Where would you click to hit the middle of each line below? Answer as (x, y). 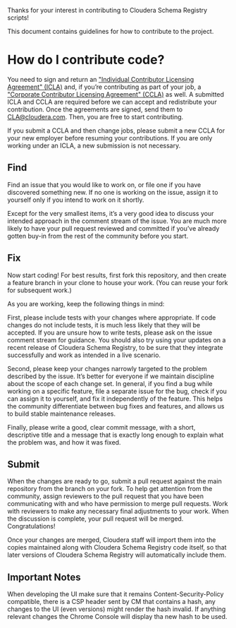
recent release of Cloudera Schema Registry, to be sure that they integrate (115, 347)
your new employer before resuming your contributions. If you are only (110, 138)
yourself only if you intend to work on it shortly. (76, 200)
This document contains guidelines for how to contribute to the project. (111, 31)
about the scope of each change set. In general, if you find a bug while (110, 383)
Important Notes (44, 577)
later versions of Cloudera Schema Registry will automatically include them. (117, 555)
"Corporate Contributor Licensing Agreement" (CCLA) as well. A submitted (116, 94)
